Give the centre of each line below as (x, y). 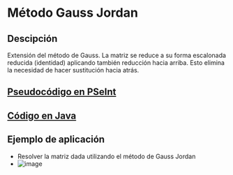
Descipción (32, 39)
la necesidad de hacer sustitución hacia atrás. (73, 70)
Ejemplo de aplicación (56, 140)
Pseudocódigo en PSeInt (62, 92)
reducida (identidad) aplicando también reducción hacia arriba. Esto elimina (116, 63)
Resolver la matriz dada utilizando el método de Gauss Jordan (106, 156)
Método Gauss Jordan (73, 13)
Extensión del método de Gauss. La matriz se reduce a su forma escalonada (117, 55)
